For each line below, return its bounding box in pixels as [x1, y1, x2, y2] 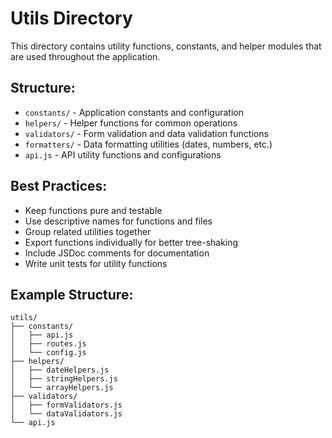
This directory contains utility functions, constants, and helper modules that [10, 40, 322, 52]
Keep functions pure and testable [24, 204, 163, 216]
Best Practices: [10, 178, 108, 195]
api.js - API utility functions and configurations [24, 148, 222, 161]
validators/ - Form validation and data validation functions [24, 127, 269, 139]
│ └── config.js [10, 348, 87, 358]
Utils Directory [10, 7, 133, 30]
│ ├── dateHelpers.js [10, 365, 110, 376]
